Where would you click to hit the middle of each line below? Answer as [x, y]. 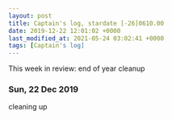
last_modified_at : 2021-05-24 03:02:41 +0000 [86, 38]
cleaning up [28, 107]
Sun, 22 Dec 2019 [44, 89]
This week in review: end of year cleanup [77, 68]
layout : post [30, 16]
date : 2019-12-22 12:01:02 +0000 [65, 31]
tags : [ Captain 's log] [46, 46]
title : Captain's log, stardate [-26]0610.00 [86, 23]
